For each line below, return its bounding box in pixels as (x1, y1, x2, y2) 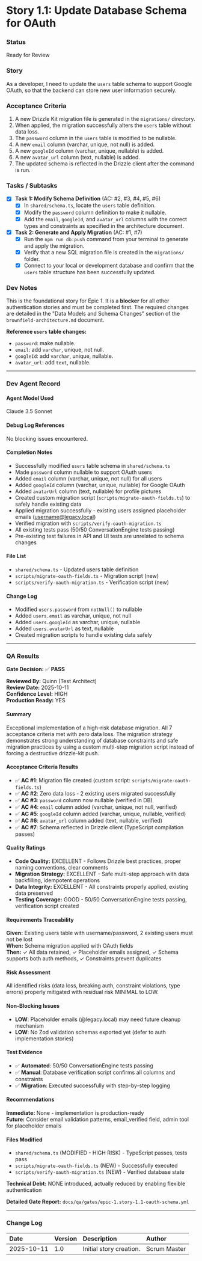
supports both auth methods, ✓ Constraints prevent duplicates (6, 955, 162, 962)
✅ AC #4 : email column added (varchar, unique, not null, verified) (14, 803, 177, 811)
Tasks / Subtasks (6, 182, 58, 189)
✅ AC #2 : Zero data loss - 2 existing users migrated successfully (14, 790, 176, 797)
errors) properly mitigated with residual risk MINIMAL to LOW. (6, 989, 159, 996)
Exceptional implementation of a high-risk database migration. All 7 (6, 724, 173, 731)
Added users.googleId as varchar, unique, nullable (14, 619, 141, 626)
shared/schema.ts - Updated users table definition (14, 566, 139, 573)
